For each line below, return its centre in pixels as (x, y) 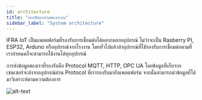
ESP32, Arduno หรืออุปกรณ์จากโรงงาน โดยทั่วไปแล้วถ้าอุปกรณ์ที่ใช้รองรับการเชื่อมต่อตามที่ (99, 47)
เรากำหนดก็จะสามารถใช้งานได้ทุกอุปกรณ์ (46, 54)
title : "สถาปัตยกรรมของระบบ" (37, 17)
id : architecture (28, 12)
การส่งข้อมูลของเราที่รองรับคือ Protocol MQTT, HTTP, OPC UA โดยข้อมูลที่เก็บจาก (94, 66)
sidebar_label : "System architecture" (55, 23)
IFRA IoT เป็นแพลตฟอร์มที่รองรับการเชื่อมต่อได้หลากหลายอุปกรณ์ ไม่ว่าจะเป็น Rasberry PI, (100, 40)
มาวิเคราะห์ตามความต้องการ (34, 80)
